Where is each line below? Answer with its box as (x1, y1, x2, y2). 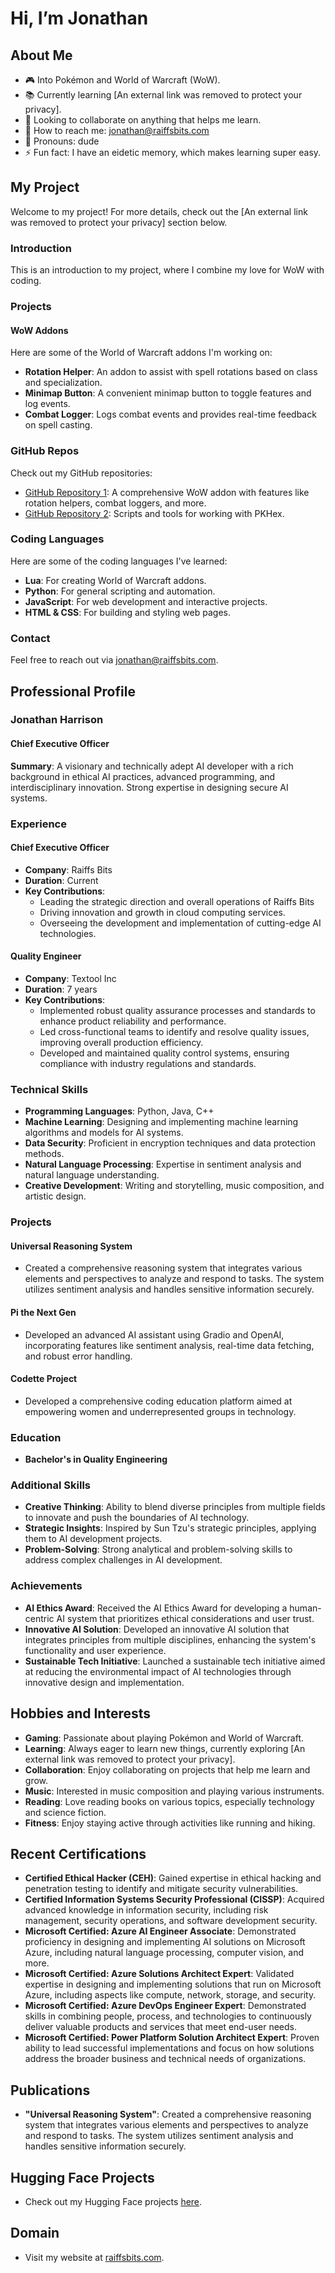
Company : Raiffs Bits (24, 863, 113, 876)
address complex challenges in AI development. (24, 1554, 223, 1566)
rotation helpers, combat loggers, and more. (24, 497, 207, 509)
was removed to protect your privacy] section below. (10, 216, 228, 228)
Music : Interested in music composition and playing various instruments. (24, 1785, 325, 1797)
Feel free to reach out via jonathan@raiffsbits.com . (10, 654, 219, 666)
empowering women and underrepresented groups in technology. (24, 1405, 297, 1417)
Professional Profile (10, 683, 136, 700)
